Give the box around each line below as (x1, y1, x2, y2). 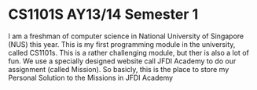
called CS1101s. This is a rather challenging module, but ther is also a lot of (8, 48, 249, 57)
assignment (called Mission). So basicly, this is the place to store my (8, 64, 229, 74)
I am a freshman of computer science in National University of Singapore (8, 31, 244, 41)
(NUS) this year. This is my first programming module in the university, (8, 39, 236, 49)
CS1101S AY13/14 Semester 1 (8, 5, 199, 23)
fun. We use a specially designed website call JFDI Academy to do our (8, 56, 237, 66)
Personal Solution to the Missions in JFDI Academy (8, 73, 174, 82)
